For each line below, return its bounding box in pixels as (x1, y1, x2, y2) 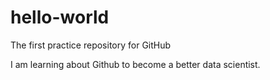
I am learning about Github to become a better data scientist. (10, 58, 261, 70)
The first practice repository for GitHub (10, 39, 172, 51)
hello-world (10, 6, 110, 29)
